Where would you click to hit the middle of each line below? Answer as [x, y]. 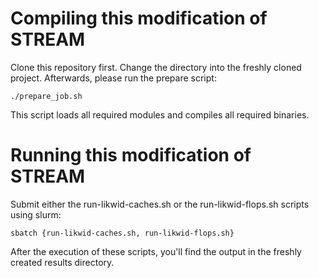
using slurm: [36, 214]
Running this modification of [131, 155]
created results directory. [62, 262]
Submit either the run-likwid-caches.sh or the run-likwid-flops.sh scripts [160, 204]
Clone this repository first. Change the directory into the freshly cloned [156, 67]
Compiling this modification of [139, 18]
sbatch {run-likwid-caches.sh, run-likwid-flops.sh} [122, 233]
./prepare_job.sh [46, 96]
